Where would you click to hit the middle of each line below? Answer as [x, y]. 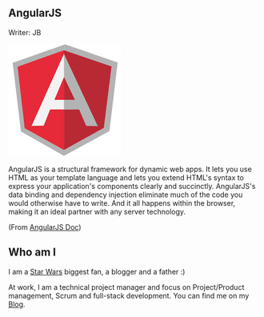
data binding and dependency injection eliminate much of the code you [126, 195]
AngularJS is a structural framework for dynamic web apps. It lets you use [130, 169]
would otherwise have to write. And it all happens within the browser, [122, 203]
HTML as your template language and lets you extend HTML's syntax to [126, 177]
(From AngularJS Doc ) [45, 227]
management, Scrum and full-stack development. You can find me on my [129, 295]
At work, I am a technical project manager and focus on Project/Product [126, 287]
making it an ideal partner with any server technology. [97, 211]
